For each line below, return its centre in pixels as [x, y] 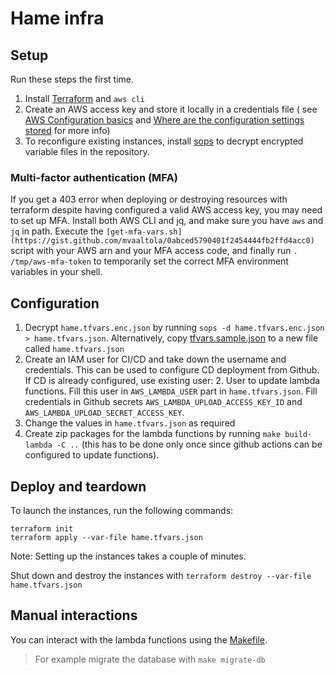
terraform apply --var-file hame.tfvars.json [106, 537]
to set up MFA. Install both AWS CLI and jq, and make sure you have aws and [167, 221]
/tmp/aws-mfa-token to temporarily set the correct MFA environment [149, 261]
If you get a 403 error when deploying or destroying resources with [149, 199]
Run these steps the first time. [72, 79]
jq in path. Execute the [57, 231]
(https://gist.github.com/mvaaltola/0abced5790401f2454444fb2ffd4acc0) [162, 241]
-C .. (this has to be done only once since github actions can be [189, 444]
